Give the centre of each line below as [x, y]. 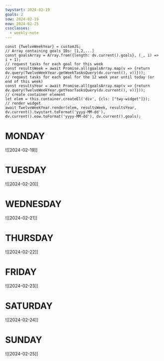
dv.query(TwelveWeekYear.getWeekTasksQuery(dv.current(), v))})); [75, 73]
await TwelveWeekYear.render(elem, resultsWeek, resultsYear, [71, 108]
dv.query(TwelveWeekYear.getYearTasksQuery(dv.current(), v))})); [75, 90]
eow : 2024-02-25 [22, 24]
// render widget [23, 103]
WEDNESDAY [34, 204]
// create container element [35, 95]
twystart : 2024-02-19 [28, 10]
